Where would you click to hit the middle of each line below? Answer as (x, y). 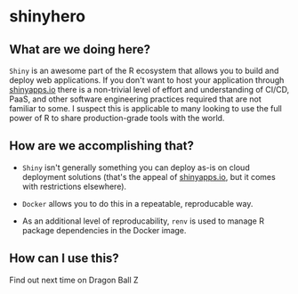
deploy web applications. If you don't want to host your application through (147, 80)
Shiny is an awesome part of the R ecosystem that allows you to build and (144, 70)
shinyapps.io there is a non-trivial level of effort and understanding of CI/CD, (149, 90)
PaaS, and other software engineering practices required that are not (136, 99)
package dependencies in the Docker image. (104, 230)
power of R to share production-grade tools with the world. (117, 118)
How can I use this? (64, 259)
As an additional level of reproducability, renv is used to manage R (143, 221)
